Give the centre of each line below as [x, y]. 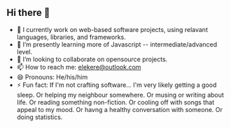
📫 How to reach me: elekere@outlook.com [79, 67]
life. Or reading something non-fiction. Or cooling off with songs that [115, 102]
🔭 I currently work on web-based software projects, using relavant [112, 29]
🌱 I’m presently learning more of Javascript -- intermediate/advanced [117, 44]
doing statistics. [40, 117]
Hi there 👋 [28, 13]
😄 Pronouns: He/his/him [52, 77]
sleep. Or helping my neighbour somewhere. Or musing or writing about [120, 95]
